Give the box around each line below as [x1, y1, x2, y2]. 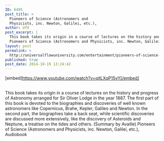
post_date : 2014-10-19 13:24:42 [5, 62, 71, 67]
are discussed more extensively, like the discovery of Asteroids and [5, 116, 141, 122]
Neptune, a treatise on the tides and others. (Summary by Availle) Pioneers [5, 121, 155, 127]
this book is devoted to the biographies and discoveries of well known [5, 100, 145, 106]
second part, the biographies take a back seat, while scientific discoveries [5, 111, 155, 117]
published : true [5, 57, 38, 62]
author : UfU [5, 25, 29, 30]
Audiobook [5, 132, 27, 138]
